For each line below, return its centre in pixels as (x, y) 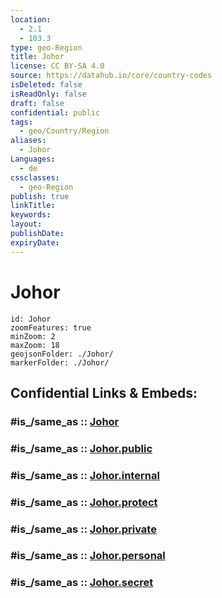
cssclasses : (35, 177)
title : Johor (37, 57)
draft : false (37, 103)
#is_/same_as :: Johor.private (83, 529)
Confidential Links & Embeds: (104, 392)
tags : (21, 122)
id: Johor (31, 319)
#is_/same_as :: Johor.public (81, 448)
